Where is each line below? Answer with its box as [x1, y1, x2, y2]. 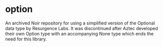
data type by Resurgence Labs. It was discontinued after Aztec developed [5, 25, 158, 31]
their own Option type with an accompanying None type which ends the [5, 30, 154, 36]
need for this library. [5, 36, 47, 42]
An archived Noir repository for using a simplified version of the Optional [5, 20, 155, 26]
